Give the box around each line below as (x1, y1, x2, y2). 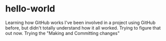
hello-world (5, 3, 56, 14)
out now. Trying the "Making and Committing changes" (5, 30, 120, 36)
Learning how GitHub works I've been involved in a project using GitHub (5, 19, 156, 25)
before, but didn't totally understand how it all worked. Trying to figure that (5, 24, 161, 30)
